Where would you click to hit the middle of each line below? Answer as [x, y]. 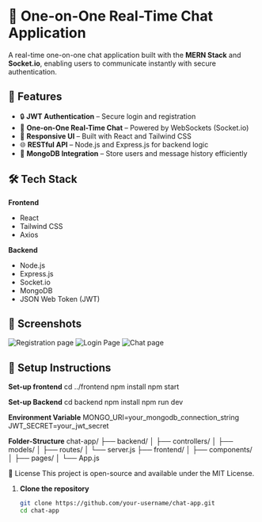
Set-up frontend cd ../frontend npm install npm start [94, 387]
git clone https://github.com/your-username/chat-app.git [117, 503]
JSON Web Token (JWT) [60, 299]
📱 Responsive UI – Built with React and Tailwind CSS [105, 136]
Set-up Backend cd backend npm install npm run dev [96, 402]
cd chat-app [39, 511]
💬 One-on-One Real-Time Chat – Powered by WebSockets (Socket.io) [134, 128]
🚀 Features [35, 97]
